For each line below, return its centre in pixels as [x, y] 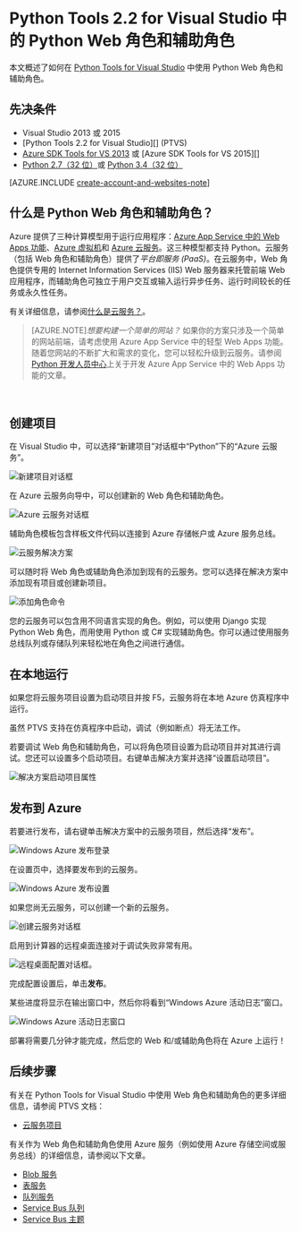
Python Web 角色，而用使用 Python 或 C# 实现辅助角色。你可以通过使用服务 [150, 632]
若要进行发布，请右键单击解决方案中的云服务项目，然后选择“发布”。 [134, 831]
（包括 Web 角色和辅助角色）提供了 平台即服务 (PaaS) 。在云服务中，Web [144, 258]
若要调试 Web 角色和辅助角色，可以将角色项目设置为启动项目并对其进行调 [145, 747]
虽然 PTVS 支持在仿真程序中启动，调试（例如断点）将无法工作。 [127, 728]
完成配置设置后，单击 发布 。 [60, 983]
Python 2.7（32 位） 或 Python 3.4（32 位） [102, 164]
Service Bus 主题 [53, 1219]
